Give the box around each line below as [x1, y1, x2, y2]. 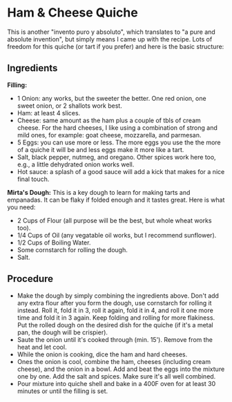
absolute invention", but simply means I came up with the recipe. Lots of [7, 35, 213, 43]
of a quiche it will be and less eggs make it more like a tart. [17, 145, 184, 153]
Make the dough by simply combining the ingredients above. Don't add [17, 291, 220, 300]
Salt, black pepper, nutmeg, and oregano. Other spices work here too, [17, 153, 216, 161]
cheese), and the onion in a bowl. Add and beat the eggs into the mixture [17, 365, 225, 373]
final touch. [17, 175, 50, 183]
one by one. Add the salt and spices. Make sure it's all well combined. [17, 372, 216, 381]
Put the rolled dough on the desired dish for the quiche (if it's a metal [17, 320, 213, 329]
